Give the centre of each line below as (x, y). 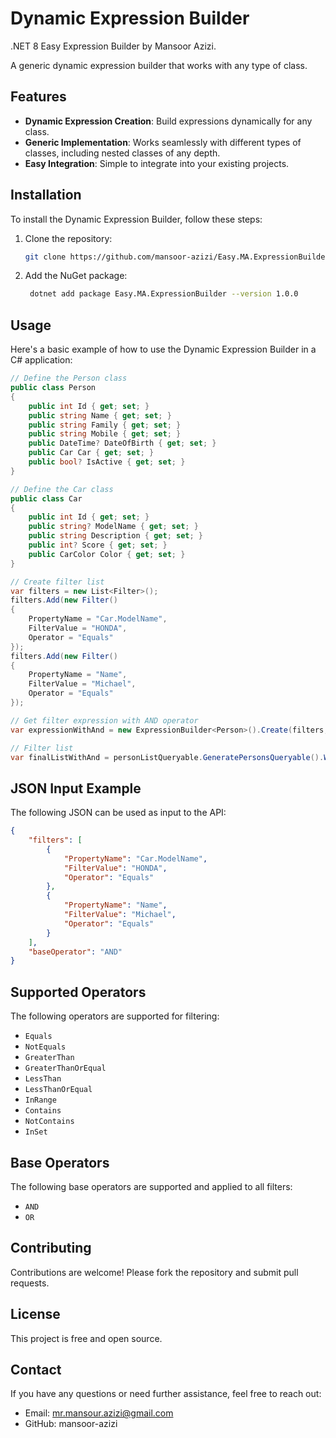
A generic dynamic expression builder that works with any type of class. (159, 65)
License (35, 1314)
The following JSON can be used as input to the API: (118, 813)
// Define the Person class (69, 378)
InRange (40, 1100)
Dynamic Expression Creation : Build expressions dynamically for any (168, 121)
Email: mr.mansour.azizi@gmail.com (99, 1413)
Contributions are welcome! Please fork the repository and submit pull (154, 1272)
